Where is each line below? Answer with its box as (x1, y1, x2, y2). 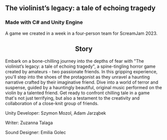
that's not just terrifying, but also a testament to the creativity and (5, 95, 140, 101)
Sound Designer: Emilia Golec (5, 129, 66, 135)
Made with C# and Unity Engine (5, 19, 83, 26)
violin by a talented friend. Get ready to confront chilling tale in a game (5, 90, 150, 96)
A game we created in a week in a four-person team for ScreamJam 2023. (5, 30, 158, 36)
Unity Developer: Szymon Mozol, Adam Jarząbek (5, 110, 106, 116)
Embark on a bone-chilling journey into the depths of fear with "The (5, 58, 144, 64)
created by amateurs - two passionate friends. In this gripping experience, (5, 68, 158, 74)
